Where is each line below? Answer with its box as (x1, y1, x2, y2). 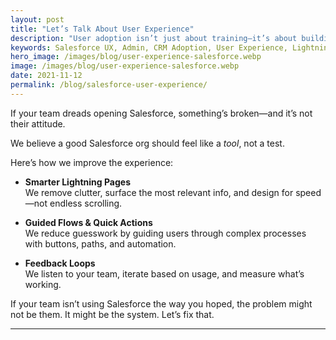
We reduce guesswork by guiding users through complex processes (24, 227, 307, 239)
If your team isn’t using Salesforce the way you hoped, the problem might (10, 297, 313, 310)
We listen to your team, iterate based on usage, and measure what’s (24, 267, 305, 280)
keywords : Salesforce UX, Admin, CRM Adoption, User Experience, (10, 42, 288, 53)
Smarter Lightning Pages (24, 176, 132, 188)
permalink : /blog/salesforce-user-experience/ (10, 80, 208, 90)
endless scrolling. (49, 197, 123, 209)
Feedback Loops (24, 257, 96, 269)
